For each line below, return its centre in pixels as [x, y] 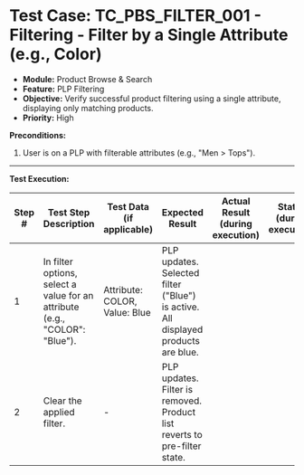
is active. [180, 307]
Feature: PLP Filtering [63, 89]
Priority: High [48, 118]
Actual [236, 201]
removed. [181, 401]
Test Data [128, 206]
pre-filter [181, 446]
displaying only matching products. [88, 108]
